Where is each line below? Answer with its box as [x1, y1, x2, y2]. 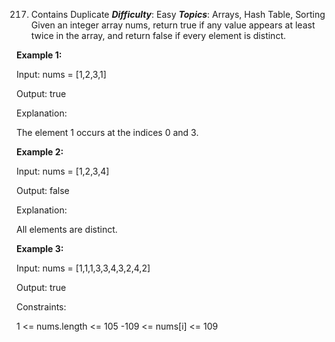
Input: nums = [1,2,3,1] [16, 69, 107, 80]
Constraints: [16, 301, 67, 313]
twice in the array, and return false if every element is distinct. [30, 30, 286, 41]
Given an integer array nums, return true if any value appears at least [30, 19, 316, 31]
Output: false [16, 185, 70, 196]
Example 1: [16, 49, 63, 61]
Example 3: [16, 243, 64, 254]
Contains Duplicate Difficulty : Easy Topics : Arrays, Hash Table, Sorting [30, 9, 326, 20]
